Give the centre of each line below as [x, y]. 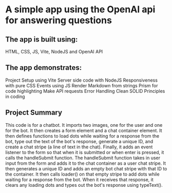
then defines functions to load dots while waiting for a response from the [82, 136]
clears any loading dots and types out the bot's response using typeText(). [84, 185]
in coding [15, 96]
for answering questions [59, 20]
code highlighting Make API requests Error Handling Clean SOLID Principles [85, 91]
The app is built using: [42, 39]
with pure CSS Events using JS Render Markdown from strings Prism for [82, 85]
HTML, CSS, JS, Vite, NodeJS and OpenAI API [54, 52]
